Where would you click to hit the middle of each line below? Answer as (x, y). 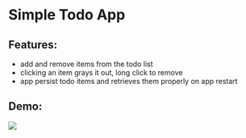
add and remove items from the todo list (86, 64)
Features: (33, 45)
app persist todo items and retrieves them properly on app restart (129, 81)
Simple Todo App (67, 15)
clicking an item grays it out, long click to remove (101, 73)
